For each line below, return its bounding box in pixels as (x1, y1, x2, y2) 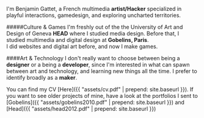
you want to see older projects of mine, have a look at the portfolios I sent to (6, 92, 199, 99)
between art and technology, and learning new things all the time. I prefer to (6, 68, 197, 75)
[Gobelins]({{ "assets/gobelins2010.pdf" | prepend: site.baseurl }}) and (6, 99, 185, 106)
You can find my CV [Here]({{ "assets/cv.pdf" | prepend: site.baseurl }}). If (6, 86, 194, 93)
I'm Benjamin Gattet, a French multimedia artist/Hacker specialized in (6, 5, 182, 12)
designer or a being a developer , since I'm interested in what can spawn (6, 61, 190, 68)
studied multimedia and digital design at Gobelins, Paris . (6, 36, 149, 43)
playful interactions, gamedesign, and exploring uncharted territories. (6, 12, 181, 19)
